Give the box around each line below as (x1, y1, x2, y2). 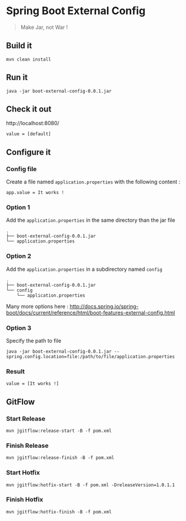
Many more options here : (6, 303, 69, 310)
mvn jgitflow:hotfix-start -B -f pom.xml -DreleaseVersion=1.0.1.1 (6, 482, 175, 488)
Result (6, 367, 25, 375)
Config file (6, 165, 37, 173)
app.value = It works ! (6, 190, 65, 196)
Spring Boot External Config (6, 4, 146, 18)
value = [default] (6, 131, 51, 137)
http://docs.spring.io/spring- (69, 303, 139, 310)
